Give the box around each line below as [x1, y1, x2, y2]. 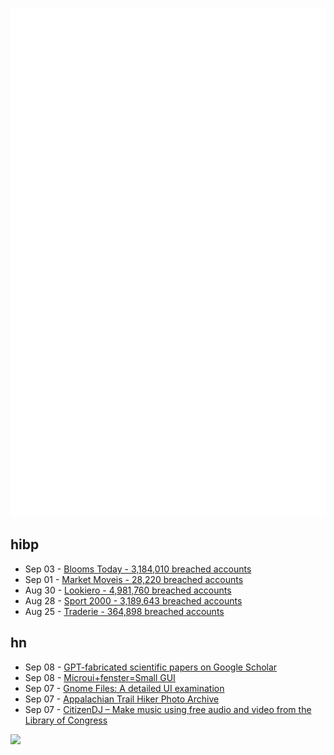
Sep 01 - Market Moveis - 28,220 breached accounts [24, 573, 244, 585]
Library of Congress [24, 714, 108, 726]
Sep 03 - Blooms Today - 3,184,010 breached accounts [24, 563, 252, 575]
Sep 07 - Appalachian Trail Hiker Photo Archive [24, 693, 220, 705]
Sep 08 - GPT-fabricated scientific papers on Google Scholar [24, 661, 278, 673]
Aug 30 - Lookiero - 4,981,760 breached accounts [24, 584, 232, 596]
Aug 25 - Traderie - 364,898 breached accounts [24, 605, 225, 617]
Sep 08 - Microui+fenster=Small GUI [24, 671, 176, 683]
